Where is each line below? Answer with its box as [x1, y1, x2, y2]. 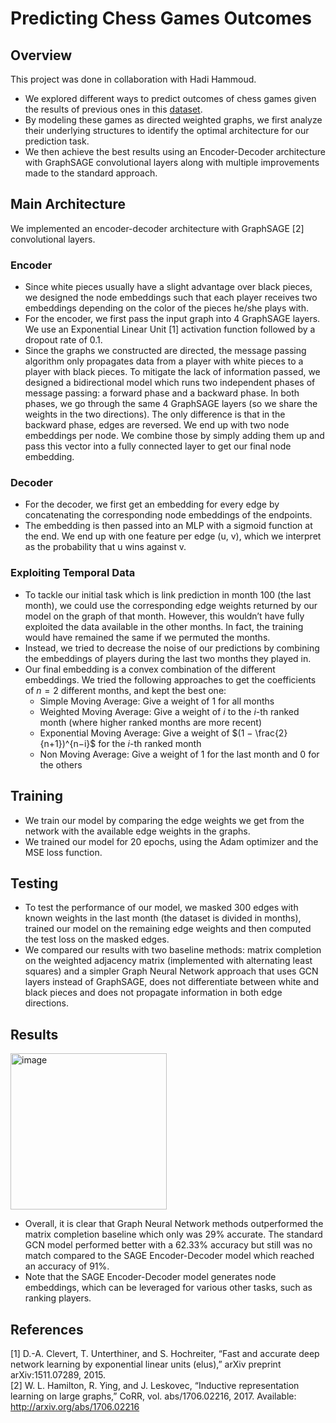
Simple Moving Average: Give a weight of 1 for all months [39, 695, 275, 707]
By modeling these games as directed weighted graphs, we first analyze [24, 114, 323, 126]
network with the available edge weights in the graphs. [24, 825, 251, 837]
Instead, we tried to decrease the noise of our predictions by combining [24, 642, 320, 654]
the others [39, 758, 83, 771]
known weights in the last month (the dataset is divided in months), [24, 912, 302, 924]
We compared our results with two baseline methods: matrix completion [24, 944, 322, 956]
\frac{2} [254, 727, 288, 739]
